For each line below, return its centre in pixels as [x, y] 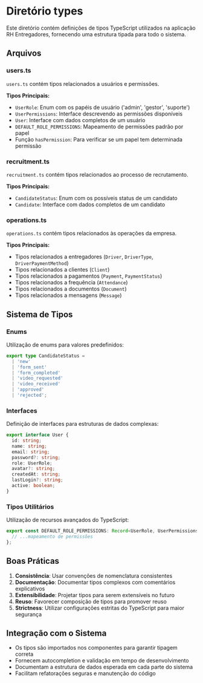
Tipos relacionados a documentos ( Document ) [71, 289]
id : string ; [27, 441]
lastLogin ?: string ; [37, 480]
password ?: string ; [36, 457]
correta [24, 654]
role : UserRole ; [32, 463]
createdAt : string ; [36, 474]
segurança [28, 614]
